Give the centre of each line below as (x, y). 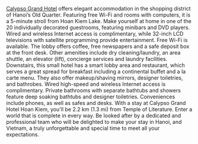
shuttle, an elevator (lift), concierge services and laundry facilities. (87, 59)
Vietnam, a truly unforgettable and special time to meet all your (83, 128)
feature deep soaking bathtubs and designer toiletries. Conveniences (91, 97)
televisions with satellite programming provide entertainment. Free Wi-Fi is (97, 40)
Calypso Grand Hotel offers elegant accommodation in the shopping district (98, 9)
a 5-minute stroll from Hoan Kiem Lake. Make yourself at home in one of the (99, 21)
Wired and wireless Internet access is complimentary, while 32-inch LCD (95, 34)
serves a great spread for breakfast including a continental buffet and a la (96, 71)
